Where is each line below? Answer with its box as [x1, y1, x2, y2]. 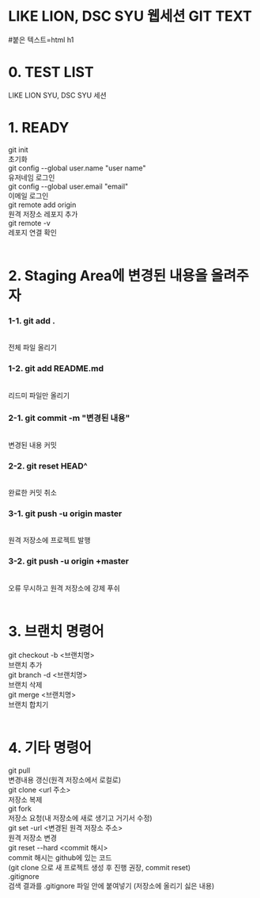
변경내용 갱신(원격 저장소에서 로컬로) [8, 774, 122, 785]
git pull [8, 766, 31, 775]
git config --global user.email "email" [8, 182, 129, 191]
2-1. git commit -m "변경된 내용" [8, 412, 130, 423]
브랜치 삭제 [8, 679, 43, 690]
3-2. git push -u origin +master [8, 556, 130, 567]
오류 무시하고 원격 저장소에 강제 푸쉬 [8, 583, 120, 593]
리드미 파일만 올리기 [8, 390, 70, 400]
